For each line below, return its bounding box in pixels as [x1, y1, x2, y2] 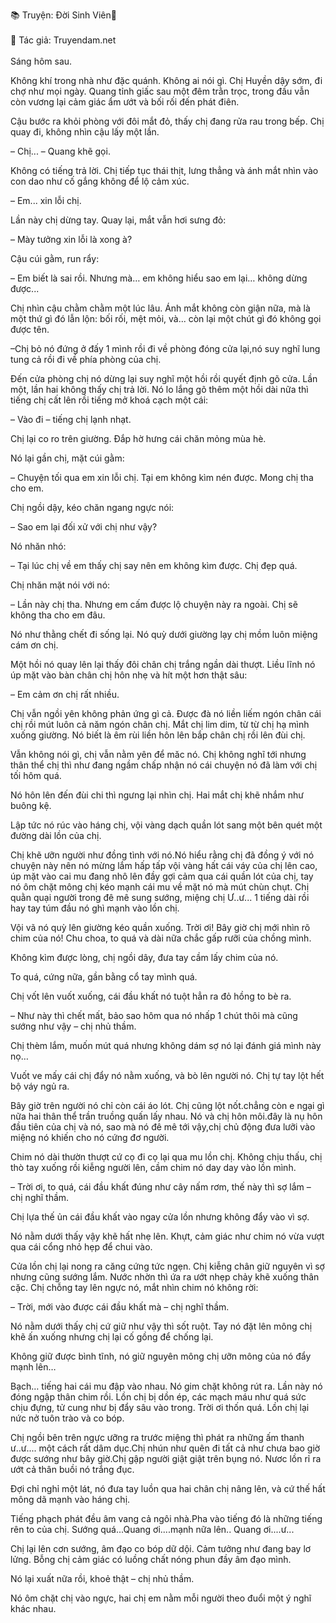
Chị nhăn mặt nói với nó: [10, 579, 111, 591]
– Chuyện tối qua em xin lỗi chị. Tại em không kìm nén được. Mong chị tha [10, 472, 314, 483]
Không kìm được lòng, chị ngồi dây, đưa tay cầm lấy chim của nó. [10, 952, 279, 963]
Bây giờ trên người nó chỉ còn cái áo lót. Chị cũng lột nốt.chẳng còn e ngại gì [10, 1100, 325, 1111]
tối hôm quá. [10, 770, 62, 781]
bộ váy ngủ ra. [10, 1080, 70, 1092]
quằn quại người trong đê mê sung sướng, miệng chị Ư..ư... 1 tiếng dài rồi [10, 892, 310, 903]
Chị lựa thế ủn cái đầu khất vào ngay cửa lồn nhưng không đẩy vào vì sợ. [10, 1211, 310, 1223]
